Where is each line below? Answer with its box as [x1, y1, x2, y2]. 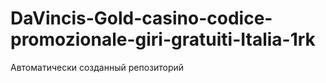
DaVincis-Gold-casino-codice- [10, 7, 273, 30]
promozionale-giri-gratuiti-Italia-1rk [10, 28, 316, 51]
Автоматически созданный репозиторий [10, 61, 185, 73]
